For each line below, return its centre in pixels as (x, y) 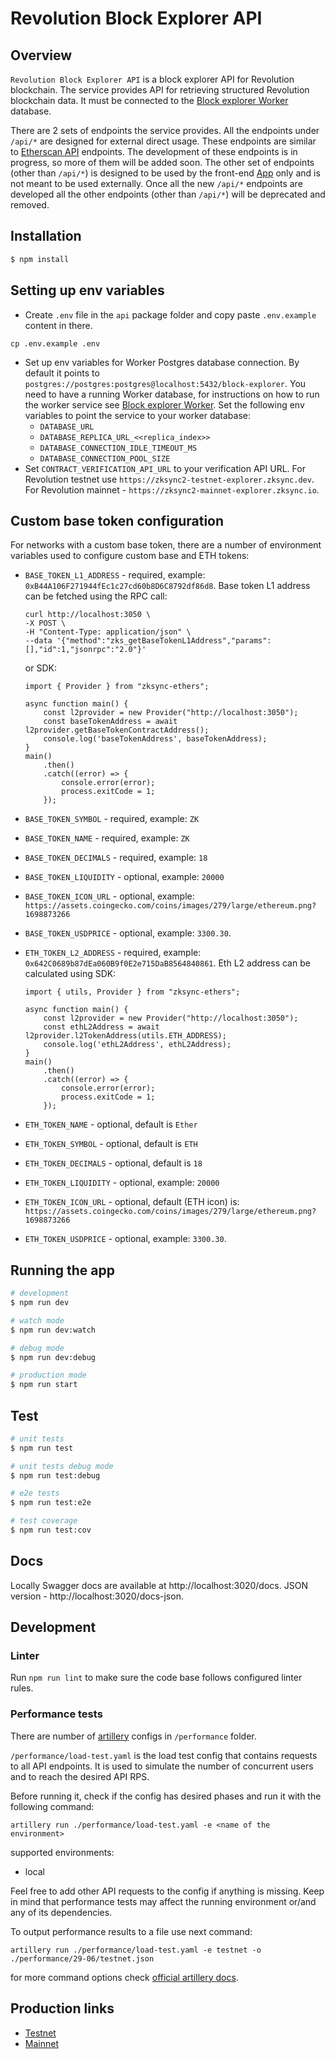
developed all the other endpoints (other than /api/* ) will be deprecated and (168, 194)
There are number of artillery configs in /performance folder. (133, 1736)
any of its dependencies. (61, 1912)
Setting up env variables (87, 290)
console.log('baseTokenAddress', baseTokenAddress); (155, 739)
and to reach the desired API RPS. (80, 1776)
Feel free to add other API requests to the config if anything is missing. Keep (167, 1891)
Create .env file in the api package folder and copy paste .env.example (170, 314)
